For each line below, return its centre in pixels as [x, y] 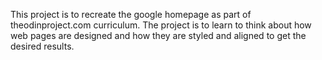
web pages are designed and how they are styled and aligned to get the [158, 35]
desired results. [42, 46]
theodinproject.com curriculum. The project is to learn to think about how [161, 25]
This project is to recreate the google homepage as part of [131, 14]
